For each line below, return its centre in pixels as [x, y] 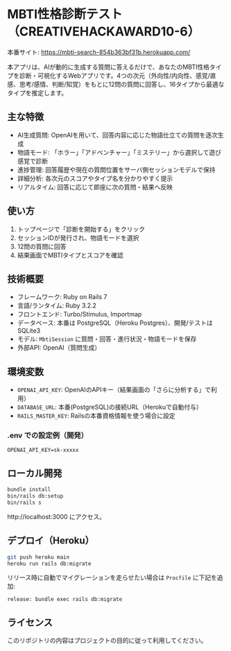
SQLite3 [29, 331]
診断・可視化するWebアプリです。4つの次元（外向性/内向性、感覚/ [114, 75]
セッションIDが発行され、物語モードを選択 [78, 237]
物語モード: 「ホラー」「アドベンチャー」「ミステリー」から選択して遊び [119, 152]
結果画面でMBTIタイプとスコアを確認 [70, 255]
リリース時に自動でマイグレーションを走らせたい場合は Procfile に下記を [112, 577]
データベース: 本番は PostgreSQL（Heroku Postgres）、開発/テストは [115, 323]
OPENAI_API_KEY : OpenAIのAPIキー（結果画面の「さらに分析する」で [114, 390]
